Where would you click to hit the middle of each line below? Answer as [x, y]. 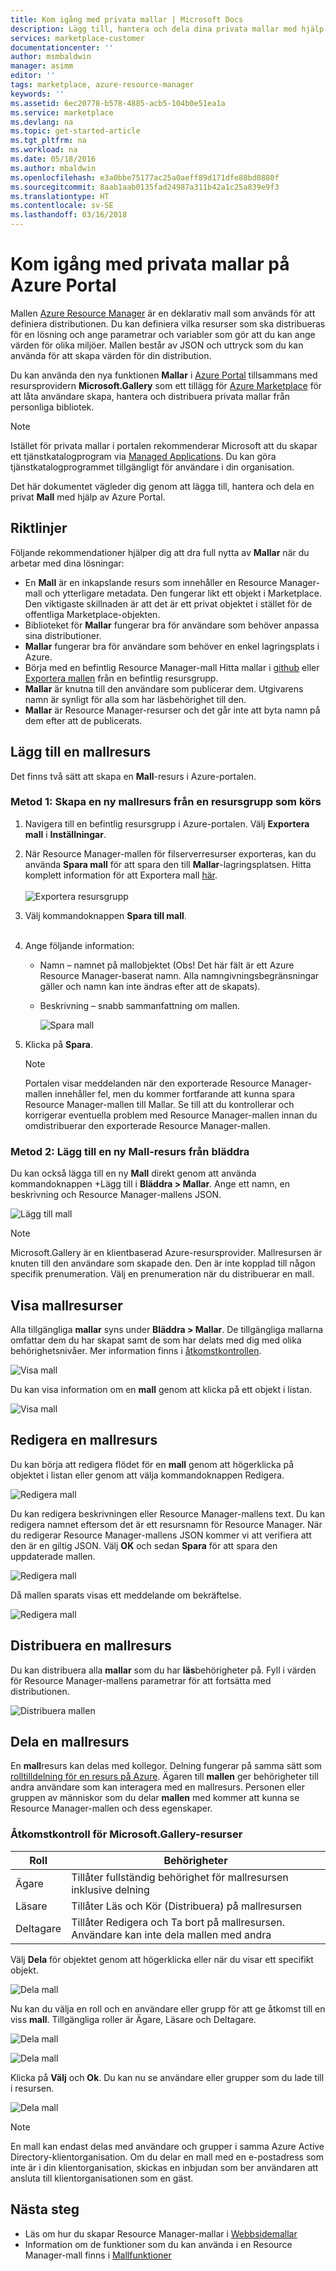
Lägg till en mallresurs [81, 752]
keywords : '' [37, 94]
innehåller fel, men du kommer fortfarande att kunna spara [174, 1093]
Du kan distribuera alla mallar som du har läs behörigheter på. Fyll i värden [163, 1670]
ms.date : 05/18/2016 [53, 159]
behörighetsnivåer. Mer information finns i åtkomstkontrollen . [136, 1350]
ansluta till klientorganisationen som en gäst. [102, 2178]
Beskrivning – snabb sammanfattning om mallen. [139, 1005]
